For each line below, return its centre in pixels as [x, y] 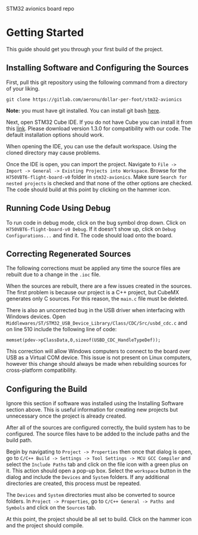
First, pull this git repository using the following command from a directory [97, 82]
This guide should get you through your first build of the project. [85, 49]
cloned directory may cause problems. [54, 153]
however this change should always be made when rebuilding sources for [97, 364]
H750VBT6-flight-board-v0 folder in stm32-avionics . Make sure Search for [97, 177]
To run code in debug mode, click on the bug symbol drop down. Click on [96, 222]
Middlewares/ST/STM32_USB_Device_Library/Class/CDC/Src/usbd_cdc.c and [97, 323]
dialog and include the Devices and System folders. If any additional [88, 477]
